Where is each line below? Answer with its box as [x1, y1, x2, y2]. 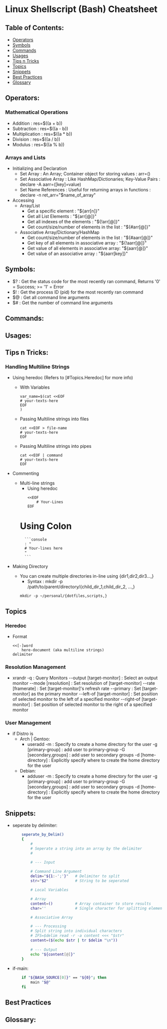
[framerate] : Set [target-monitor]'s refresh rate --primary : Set [12, 685, 141, 692]
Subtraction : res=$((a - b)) [12, 125, 68, 131]
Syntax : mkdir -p [27, 579, 63, 585]
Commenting [12, 470, 39, 476]
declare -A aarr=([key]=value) [19, 181, 81, 187]
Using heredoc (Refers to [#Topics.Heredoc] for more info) [12, 375, 133, 381]
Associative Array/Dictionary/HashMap [19, 229, 100, 235]
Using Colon [19, 521, 72, 532]
